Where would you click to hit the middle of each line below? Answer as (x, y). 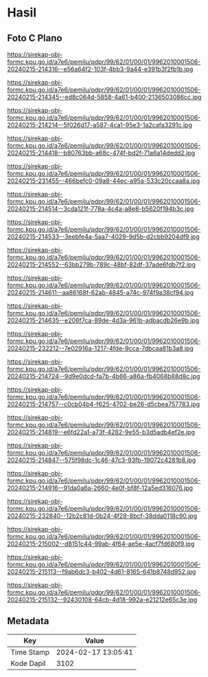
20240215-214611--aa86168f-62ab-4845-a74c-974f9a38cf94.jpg (101, 292)
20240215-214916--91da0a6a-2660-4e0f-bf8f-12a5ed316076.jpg (100, 488)
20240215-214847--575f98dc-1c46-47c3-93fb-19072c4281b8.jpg (102, 460)
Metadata (28, 621)
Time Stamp (30, 652)
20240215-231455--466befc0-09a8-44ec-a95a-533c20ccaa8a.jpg (104, 181)
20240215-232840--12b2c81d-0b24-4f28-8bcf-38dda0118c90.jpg (102, 516)
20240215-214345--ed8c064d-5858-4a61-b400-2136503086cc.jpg (104, 97)
